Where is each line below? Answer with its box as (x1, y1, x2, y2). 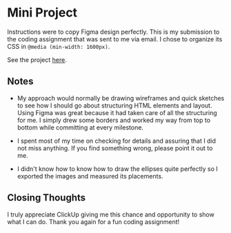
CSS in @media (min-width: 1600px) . (7, 42, 110, 50)
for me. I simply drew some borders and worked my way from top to (17, 116, 211, 124)
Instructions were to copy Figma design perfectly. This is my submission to (7, 28, 220, 36)
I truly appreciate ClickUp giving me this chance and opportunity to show (7, 210, 215, 219)
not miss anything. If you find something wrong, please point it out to (17, 143, 213, 152)
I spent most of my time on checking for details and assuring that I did (17, 136, 216, 145)
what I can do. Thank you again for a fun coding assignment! (7, 217, 180, 225)
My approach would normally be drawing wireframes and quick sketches (17, 94, 225, 102)
